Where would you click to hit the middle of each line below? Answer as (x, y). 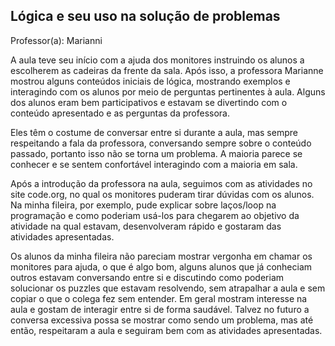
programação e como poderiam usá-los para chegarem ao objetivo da (155, 215)
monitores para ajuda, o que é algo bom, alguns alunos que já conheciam (161, 266)
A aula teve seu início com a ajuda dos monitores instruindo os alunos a (157, 60)
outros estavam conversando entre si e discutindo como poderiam (147, 277)
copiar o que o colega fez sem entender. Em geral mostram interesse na (159, 298)
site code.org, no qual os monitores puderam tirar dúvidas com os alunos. (162, 194)
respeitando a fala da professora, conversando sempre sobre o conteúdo (161, 143)
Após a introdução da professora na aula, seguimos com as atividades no (161, 183)
